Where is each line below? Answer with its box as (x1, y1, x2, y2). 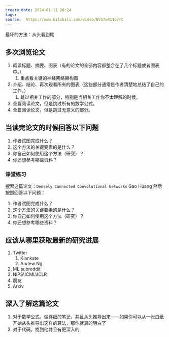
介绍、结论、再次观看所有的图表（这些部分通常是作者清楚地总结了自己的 (12, 81, 164, 88)
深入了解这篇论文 (5, 299, 59, 308)
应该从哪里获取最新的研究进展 (5, 236, 99, 244)
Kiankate (20, 255, 39, 261)
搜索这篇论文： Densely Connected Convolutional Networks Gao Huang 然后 (5, 183, 162, 189)
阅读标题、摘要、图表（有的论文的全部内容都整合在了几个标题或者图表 (12, 62, 160, 69)
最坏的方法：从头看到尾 (5, 32, 54, 38)
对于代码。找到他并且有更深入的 (12, 326, 80, 332)
